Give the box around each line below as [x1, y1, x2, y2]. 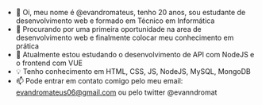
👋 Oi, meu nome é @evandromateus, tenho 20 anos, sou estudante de [15, 8, 246, 17]
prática [15, 41, 40, 51]
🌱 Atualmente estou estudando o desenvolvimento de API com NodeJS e [15, 50, 255, 59]
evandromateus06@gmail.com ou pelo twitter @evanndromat [15, 87, 218, 97]
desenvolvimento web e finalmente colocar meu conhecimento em [15, 33, 234, 42]
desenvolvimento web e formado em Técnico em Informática [15, 16, 215, 25]
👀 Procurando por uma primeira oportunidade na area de [15, 25, 202, 33]
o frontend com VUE [15, 58, 83, 68]
